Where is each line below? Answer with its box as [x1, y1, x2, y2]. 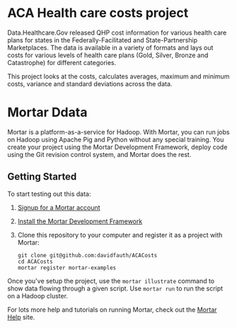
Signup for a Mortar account [17, 203, 100, 211]
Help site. [7, 312, 35, 321]
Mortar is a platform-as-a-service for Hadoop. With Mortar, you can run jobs [7, 127, 230, 136]
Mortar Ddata [7, 105, 88, 121]
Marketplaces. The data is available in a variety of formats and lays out [7, 43, 214, 52]
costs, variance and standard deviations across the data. [7, 79, 173, 88]
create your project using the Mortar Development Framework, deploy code [7, 143, 228, 151]
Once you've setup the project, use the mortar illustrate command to [7, 276, 214, 285]
